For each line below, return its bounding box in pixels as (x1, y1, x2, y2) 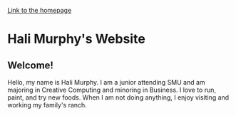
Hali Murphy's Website (7, 31, 146, 47)
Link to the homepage (7, 6, 72, 14)
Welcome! (7, 59, 53, 71)
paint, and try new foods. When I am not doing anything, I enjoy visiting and (7, 93, 230, 102)
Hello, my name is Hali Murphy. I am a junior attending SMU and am (7, 78, 205, 86)
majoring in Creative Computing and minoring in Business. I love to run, (7, 85, 216, 94)
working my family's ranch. (7, 101, 87, 109)
